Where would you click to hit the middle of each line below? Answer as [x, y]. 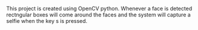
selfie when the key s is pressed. [47, 21]
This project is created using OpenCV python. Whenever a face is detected [99, 9]
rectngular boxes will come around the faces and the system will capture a [98, 15]
